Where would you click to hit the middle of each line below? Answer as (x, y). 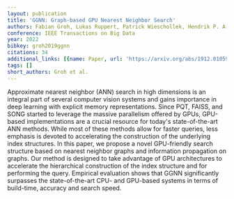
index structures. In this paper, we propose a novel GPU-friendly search (110, 143)
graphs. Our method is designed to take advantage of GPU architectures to (115, 158)
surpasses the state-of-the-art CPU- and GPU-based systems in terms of (113, 180)
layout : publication (37, 14)
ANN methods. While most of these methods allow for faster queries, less (112, 129)
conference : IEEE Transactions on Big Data (71, 33)
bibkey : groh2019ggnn (39, 46)
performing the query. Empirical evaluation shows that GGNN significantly (113, 173)
